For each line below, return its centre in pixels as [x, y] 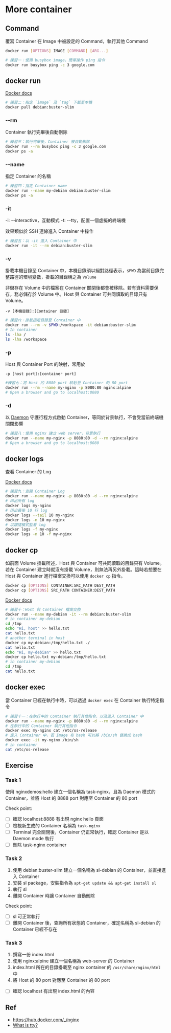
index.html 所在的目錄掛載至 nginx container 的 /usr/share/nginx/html [87, 968]
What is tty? [25, 1025]
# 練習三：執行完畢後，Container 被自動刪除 [48, 142]
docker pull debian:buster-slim [40, 107]
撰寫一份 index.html [33, 955]
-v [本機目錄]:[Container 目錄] [38, 311]
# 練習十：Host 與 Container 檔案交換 [43, 609]
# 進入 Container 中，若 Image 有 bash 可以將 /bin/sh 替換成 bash [74, 735]
